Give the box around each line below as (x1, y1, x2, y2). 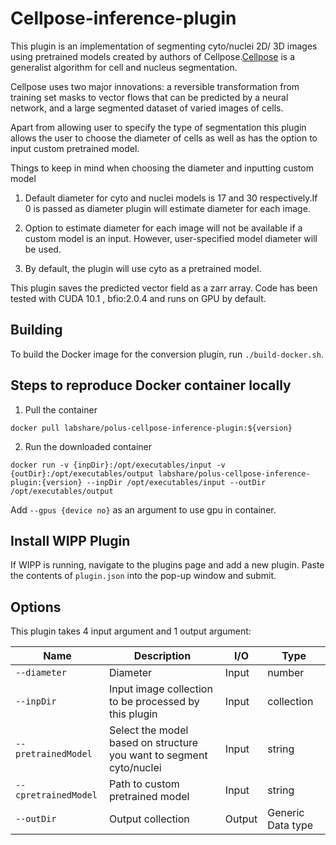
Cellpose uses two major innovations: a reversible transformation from (10, 80, 300, 92)
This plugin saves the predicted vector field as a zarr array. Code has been (10, 282, 318, 294)
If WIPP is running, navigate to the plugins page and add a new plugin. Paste (10, 559, 325, 571)
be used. (24, 243, 62, 255)
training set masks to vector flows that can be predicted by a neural (10, 91, 289, 103)
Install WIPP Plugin (10, 532, 131, 549)
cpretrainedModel (15, 790, 98, 801)
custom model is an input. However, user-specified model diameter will (24, 232, 318, 244)
